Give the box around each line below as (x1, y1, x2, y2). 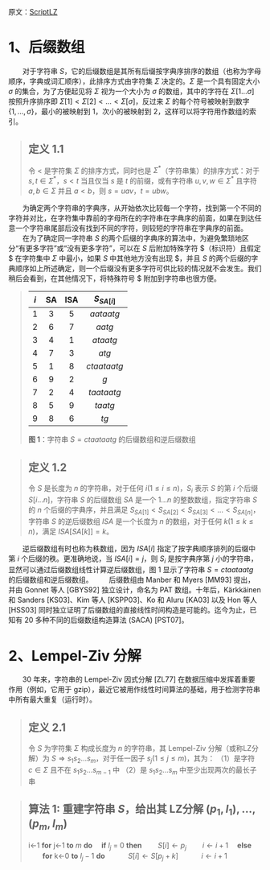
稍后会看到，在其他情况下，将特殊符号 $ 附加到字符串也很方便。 (8, 274, 221, 283)
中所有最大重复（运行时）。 (8, 695, 96, 704)
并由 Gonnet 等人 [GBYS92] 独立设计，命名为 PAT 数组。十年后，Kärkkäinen (8, 585, 261, 595)
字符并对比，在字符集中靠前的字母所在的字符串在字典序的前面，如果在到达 (8, 213, 255, 223)
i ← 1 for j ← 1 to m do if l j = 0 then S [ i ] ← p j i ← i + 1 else (27, 840, 252, 851)
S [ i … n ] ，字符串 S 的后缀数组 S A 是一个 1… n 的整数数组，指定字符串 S (27, 494, 257, 505)
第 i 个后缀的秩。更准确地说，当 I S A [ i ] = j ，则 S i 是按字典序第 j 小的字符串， (8, 554, 259, 565)
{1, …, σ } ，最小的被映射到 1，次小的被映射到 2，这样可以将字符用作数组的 (8, 106, 250, 116)
